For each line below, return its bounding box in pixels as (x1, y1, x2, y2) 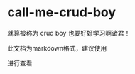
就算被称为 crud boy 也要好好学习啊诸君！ (7, 28, 131, 37)
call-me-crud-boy (7, 4, 116, 21)
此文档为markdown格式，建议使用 (7, 43, 107, 52)
